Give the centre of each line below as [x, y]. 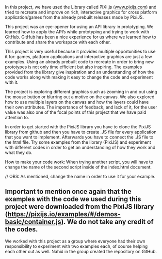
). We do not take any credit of [107, 222]
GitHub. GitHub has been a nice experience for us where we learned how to [81, 37]
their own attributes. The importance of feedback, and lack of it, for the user [81, 107]
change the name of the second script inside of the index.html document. [78, 167]
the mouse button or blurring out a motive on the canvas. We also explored [80, 97]
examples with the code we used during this [73, 199]
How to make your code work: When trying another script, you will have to [79, 162]
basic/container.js [33, 222]
